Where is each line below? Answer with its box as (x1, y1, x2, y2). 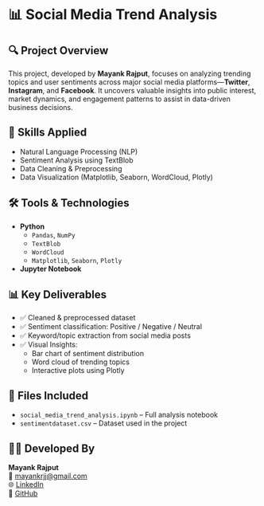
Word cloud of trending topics (31, 357, 130, 367)
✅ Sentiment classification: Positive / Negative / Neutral (19, 322, 203, 331)
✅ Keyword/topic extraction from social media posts (19, 331, 191, 340)
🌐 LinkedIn (8, 480, 44, 489)
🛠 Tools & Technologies (8, 196, 130, 210)
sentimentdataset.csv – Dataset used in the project (19, 418, 188, 428)
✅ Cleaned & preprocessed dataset (19, 313, 136, 323)
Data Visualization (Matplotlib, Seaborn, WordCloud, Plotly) (19, 172, 213, 182)
